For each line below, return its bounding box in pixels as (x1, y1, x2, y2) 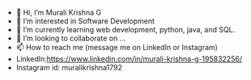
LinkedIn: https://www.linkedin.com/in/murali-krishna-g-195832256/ (15, 54, 243, 64)
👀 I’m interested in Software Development (15, 16, 155, 26)
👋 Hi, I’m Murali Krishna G (15, 8, 102, 17)
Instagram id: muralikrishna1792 (15, 63, 123, 72)
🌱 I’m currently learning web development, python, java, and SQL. (15, 25, 236, 34)
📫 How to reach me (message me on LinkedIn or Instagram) (15, 43, 219, 52)
